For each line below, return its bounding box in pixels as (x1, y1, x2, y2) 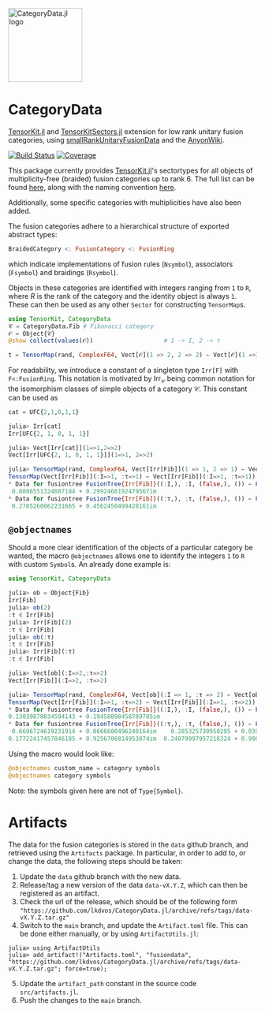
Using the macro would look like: (8, 749, 114, 758)
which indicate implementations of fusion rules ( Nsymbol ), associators (8, 259, 233, 269)
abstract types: (8, 229, 58, 239)
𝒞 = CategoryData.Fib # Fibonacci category (8, 322, 155, 330)
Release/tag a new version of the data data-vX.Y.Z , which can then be (19, 880, 248, 889)
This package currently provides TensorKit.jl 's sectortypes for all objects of (8, 166, 254, 175)
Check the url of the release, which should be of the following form (19, 896, 238, 906)
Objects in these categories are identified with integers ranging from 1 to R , (8, 283, 252, 292)
